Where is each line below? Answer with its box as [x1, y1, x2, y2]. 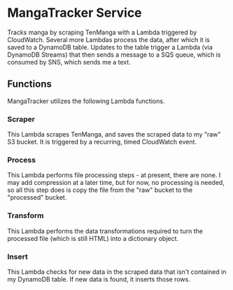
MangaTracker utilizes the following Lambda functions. [7, 97, 165, 105]
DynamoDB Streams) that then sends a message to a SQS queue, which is [7, 50, 221, 59]
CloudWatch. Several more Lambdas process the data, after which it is [7, 35, 210, 43]
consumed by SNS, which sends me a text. [7, 57, 131, 66]
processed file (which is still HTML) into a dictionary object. [7, 234, 179, 242]
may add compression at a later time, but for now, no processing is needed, [7, 179, 225, 187]
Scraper [7, 114, 35, 124]
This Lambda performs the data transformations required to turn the [7, 226, 203, 235]
